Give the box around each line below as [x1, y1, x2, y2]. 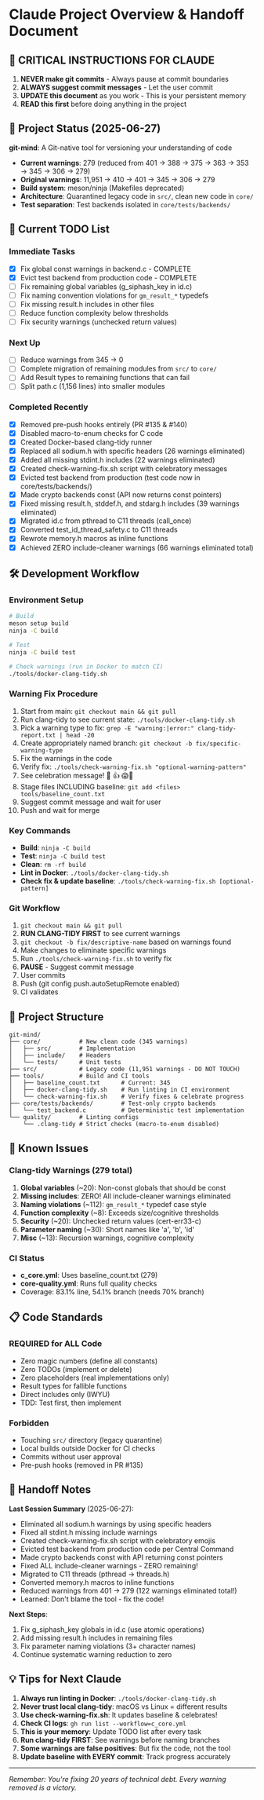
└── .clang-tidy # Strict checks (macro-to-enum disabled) [23, 1121, 220, 1129]
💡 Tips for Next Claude [9, 1673, 122, 1686]
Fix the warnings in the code [20, 753, 113, 763]
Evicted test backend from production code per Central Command [20, 1544, 234, 1553]
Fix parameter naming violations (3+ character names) [20, 1641, 197, 1651]
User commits [20, 971, 66, 980]
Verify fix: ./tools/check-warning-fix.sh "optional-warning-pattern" [20, 762, 247, 771]
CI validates [20, 987, 59, 997]
